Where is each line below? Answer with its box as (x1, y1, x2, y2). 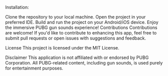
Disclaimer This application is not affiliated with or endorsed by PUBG (5, 54, 149, 60)
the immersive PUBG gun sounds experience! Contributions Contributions (5, 24, 157, 30)
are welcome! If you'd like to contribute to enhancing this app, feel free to (5, 30, 157, 35)
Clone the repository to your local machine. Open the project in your (5, 14, 146, 19)
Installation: (5, 4, 29, 10)
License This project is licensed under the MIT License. (5, 45, 119, 50)
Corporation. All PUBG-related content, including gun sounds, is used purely (5, 60, 163, 65)
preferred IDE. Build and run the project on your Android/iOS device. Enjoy (5, 19, 159, 25)
